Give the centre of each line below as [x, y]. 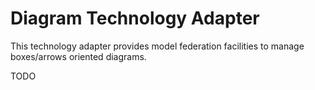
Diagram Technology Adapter [135, 18]
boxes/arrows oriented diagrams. [78, 56]
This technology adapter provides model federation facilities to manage [157, 46]
